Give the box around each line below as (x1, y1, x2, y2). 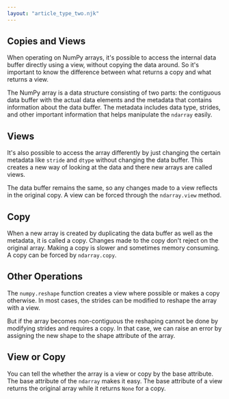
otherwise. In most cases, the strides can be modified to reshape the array (7, 296, 217, 304)
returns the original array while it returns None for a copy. (7, 384, 166, 392)
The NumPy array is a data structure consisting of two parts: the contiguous (7, 88, 221, 97)
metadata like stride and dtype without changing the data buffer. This (7, 156, 204, 165)
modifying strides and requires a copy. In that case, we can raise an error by (7, 324, 222, 332)
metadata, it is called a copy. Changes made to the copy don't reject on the (7, 237, 219, 245)
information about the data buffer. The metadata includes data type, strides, (7, 104, 221, 112)
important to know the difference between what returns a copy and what (7, 68, 212, 76)
